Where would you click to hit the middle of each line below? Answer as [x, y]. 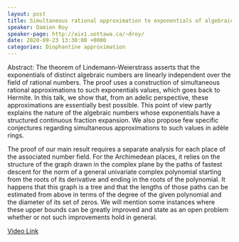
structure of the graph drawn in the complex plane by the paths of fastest [115, 164]
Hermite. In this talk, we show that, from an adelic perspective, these [108, 98]
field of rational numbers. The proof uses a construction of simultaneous [114, 82]
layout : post [27, 14]
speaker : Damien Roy [38, 27]
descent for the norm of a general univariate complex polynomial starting [115, 172]
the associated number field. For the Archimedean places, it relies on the [114, 157]
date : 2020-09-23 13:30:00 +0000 [57, 41]
